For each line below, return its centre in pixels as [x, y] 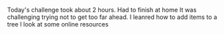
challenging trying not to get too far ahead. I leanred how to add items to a [112, 17]
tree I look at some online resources [58, 24]
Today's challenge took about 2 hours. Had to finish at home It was [102, 10]
